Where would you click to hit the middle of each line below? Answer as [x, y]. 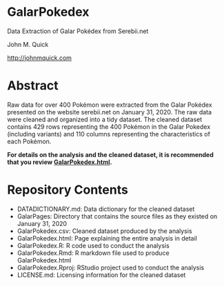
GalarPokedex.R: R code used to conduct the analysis [93, 245]
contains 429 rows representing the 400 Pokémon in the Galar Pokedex [109, 126]
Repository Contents [68, 190]
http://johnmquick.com [40, 58]
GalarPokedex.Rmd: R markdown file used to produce [93, 253]
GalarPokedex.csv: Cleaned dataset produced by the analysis [104, 231]
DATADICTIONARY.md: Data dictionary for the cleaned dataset [106, 209]
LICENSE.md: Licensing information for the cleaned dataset [101, 275]
